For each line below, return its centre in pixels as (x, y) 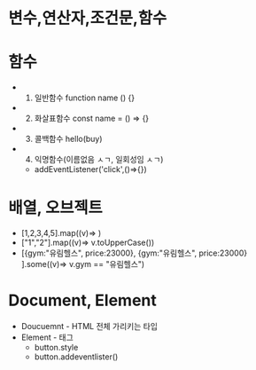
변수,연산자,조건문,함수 (88, 18)
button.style (56, 347)
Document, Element (82, 300)
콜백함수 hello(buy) (68, 139)
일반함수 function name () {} (84, 98)
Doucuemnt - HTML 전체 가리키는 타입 (89, 326)
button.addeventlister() (76, 357)
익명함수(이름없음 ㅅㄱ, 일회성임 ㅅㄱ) (99, 160)
